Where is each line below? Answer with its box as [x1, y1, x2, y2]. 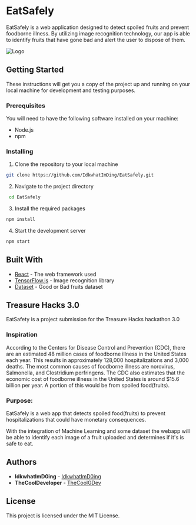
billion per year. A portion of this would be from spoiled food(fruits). [6, 381, 170, 389]
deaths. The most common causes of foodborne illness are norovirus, [6, 363, 175, 370]
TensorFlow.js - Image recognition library [14, 276, 115, 284]
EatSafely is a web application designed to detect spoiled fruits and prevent [6, 24, 190, 31]
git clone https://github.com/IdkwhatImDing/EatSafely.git [6, 172, 154, 178]
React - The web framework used [14, 270, 97, 278]
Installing [6, 147, 34, 155]
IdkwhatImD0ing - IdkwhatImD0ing [14, 472, 101, 480]
